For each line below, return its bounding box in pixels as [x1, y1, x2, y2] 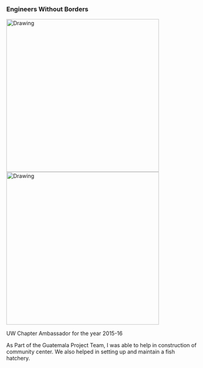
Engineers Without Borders [6, 5, 88, 13]
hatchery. [6, 355, 30, 362]
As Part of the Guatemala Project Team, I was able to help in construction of [6, 342, 197, 349]
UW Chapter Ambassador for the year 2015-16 [6, 329, 123, 337]
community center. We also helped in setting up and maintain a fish [6, 348, 176, 356]
